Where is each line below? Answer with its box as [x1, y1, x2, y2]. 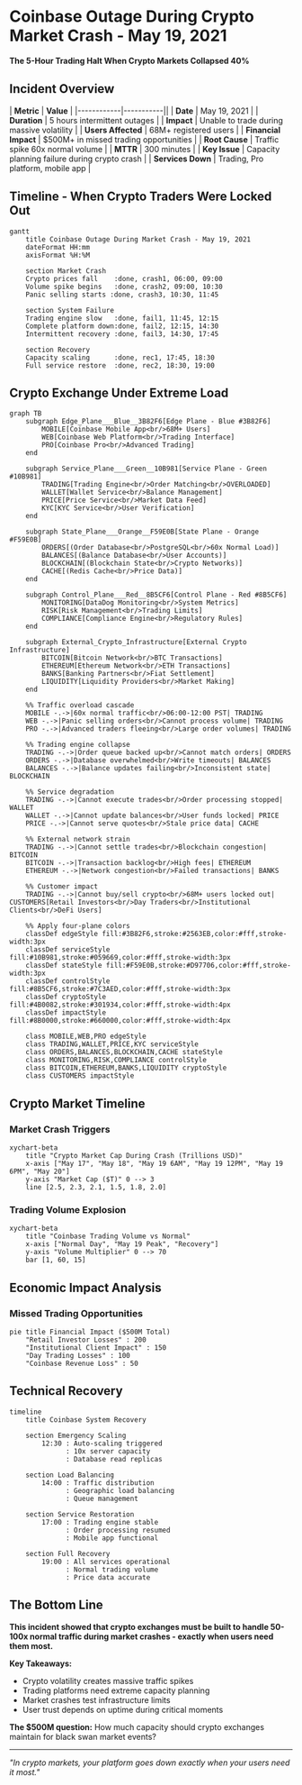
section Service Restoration [25, 1509, 135, 1519]
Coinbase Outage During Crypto [9, 6, 254, 27]
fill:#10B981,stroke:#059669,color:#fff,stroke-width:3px [9, 953, 231, 962]
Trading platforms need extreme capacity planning [22, 1685, 210, 1696]
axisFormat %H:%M [25, 250, 91, 260]
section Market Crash [25, 266, 106, 276]
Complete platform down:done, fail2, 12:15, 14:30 [25, 322, 219, 331]
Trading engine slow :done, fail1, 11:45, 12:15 [25, 314, 219, 323]
